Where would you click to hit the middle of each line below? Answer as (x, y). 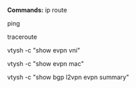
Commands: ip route (37, 10)
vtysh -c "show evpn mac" (46, 64)
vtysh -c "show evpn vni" (44, 50)
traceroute (22, 37)
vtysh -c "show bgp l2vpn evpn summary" (68, 77)
